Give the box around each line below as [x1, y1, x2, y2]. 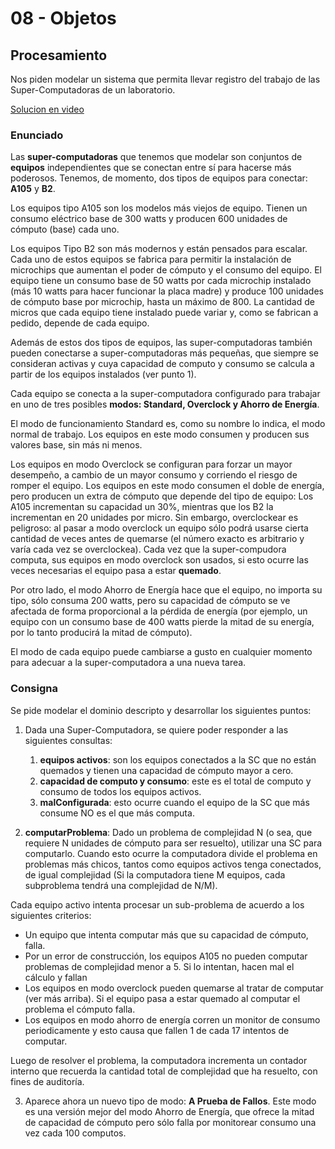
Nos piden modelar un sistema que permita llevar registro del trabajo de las [10, 73, 321, 85]
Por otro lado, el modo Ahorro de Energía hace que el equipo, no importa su [10, 584, 323, 596]
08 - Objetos [10, 7, 117, 30]
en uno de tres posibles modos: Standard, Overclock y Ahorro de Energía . [10, 398, 320, 411]
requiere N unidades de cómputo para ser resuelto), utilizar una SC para [24, 837, 323, 849]
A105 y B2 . [10, 183, 56, 195]
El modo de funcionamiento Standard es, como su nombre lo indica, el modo [10, 418, 326, 430]
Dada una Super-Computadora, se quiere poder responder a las [24, 723, 289, 736]
